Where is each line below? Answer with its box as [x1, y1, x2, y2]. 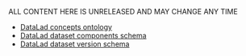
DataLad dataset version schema [19, 39, 130, 49]
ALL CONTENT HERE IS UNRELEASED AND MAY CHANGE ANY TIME [8, 7, 238, 16]
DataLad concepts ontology [19, 22, 113, 31]
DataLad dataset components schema [19, 31, 147, 40]
